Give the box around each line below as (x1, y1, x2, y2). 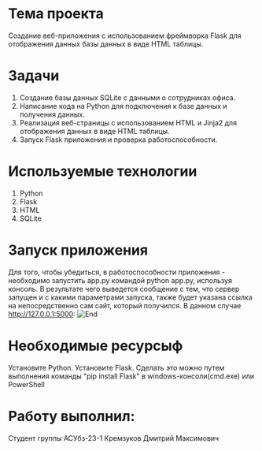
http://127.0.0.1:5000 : (8, 309, 76, 319)
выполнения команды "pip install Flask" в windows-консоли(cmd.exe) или (8, 371, 254, 381)
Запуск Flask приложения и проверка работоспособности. (19, 135, 218, 144)
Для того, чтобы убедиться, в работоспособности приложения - (8, 267, 226, 277)
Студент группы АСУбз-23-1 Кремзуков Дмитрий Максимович (8, 433, 220, 442)
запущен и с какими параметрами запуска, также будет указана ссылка (8, 293, 253, 302)
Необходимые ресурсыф (8, 337, 183, 355)
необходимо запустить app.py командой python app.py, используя (8, 275, 232, 285)
